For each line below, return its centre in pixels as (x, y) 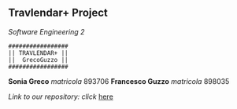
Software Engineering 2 (46, 31)
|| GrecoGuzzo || (38, 60)
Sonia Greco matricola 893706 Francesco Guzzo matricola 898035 (119, 81)
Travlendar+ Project (58, 13)
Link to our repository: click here (61, 96)
